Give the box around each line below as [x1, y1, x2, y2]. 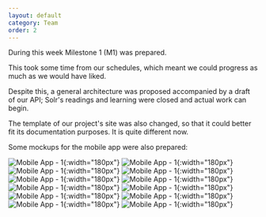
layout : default [8, 11, 62, 20]
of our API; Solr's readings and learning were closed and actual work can [8, 95, 247, 105]
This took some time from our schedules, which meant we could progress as [8, 63, 258, 73]
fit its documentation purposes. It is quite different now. [8, 127, 188, 137]
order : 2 [8, 26, 37, 34]
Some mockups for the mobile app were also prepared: [8, 143, 188, 152]
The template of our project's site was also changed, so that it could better [8, 119, 252, 129]
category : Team [8, 19, 59, 27]
